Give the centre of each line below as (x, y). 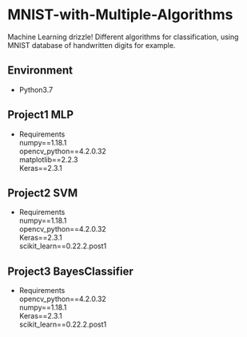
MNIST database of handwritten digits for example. (92, 45)
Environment (40, 71)
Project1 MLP (40, 115)
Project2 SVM (42, 193)
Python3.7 (36, 89)
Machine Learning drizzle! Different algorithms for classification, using (123, 37)
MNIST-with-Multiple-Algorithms (120, 15)
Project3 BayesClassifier (70, 271)
